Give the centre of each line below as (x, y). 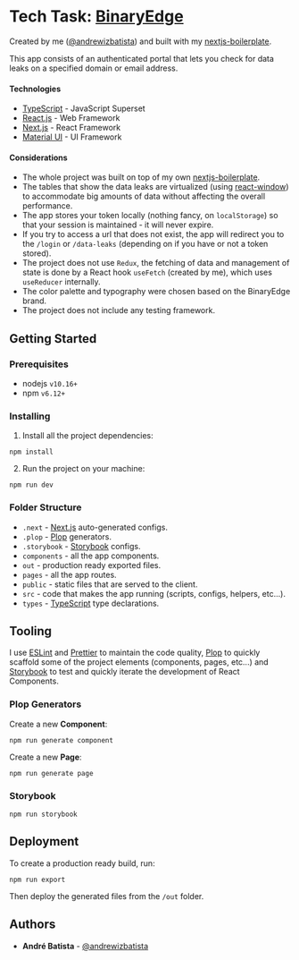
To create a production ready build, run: (82, 863)
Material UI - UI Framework (72, 137)
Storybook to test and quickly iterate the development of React (125, 672)
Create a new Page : (46, 757)
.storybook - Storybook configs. (81, 546)
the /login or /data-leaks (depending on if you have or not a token (145, 244)
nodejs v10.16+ (50, 384)
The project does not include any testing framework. (119, 310)
